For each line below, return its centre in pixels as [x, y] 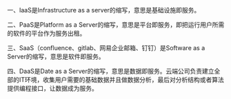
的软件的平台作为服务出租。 [47, 33]
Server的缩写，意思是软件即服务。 [56, 56]
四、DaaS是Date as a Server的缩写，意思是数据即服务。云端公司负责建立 [111, 71]
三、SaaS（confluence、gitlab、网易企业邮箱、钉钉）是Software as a [106, 48]
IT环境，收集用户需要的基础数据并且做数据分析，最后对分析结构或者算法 [121, 80]
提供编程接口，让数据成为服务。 [52, 88]
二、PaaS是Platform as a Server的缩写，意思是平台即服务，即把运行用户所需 [116, 25]
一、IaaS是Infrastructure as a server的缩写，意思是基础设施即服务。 [104, 10]
